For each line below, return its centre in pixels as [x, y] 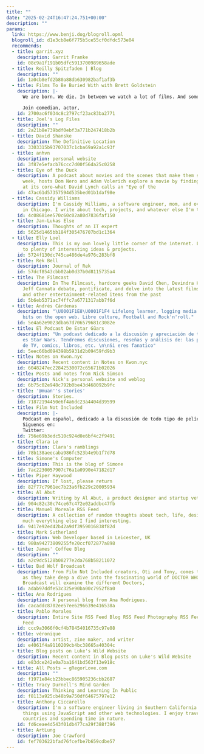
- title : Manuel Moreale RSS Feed [55, 509]
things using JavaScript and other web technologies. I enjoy [103, 713]
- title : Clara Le [35, 442]
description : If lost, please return [65, 481]
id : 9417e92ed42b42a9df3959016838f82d [66, 526]
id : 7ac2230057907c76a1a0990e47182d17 [66, 470]
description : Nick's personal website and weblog [81, 379]
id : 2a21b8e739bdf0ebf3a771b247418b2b [66, 131]
